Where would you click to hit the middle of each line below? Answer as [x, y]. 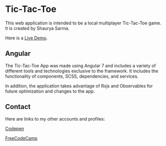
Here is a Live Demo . [27, 38]
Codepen [15, 129]
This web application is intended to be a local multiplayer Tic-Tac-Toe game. [83, 23]
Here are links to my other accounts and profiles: [55, 119]
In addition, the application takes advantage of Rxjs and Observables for [79, 86]
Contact [18, 107]
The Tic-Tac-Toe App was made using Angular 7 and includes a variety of [81, 65]
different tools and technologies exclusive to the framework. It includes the [82, 71]
